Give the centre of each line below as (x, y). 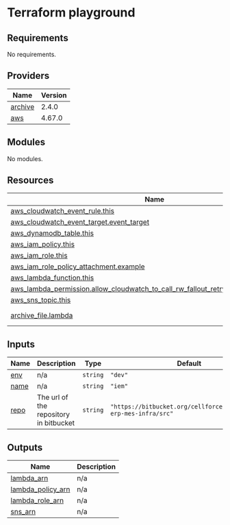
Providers (28, 76)
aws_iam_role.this (39, 256)
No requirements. (32, 54)
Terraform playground (71, 13)
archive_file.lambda (42, 315)
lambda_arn (29, 478)
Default (189, 363)
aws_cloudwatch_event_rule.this (63, 211)
